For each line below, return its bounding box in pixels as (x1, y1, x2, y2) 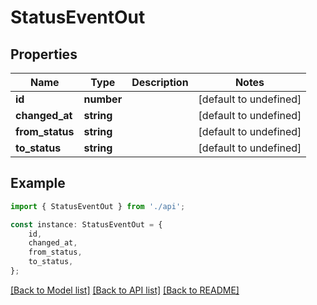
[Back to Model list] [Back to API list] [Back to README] (10, 284, 240, 296)
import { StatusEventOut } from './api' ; (10, 201, 186, 211)
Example (10, 175, 66, 192)
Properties (10, 46, 78, 63)
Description (131, 76, 189, 89)
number (83, 92, 123, 106)
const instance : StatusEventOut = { (10, 219, 163, 230)
